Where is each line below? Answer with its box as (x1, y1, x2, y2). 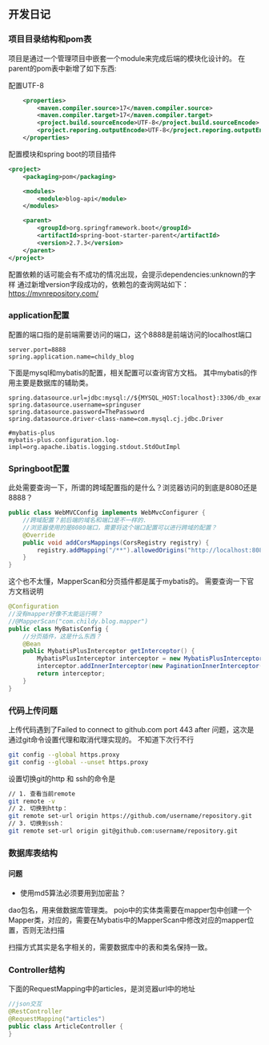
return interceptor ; (37, 670, 106, 678)
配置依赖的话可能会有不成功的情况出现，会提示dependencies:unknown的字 (8, 269, 256, 279)
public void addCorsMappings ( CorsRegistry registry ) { (22, 538, 210, 547)
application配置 (8, 310, 70, 321)
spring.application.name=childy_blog (8, 352, 134, 361)
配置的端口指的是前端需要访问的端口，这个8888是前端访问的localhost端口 (8, 330, 252, 339)
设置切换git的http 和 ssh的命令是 (8, 773, 116, 784)
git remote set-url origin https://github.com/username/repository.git (8, 812, 252, 820)
